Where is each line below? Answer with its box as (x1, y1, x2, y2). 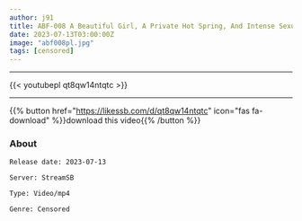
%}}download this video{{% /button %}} (51, 115, 201, 126)
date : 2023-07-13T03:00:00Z (9, 30, 115, 39)
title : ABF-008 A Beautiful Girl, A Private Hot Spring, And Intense (9, 22, 276, 31)
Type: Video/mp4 (9, 190, 70, 199)
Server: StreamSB (9, 173, 75, 182)
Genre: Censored (9, 205, 70, 214)
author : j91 (9, 13, 54, 22)
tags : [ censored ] (9, 47, 75, 56)
